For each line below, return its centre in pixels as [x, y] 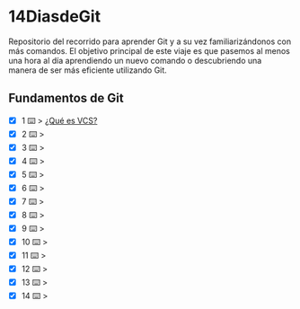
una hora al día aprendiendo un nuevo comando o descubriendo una [135, 60]
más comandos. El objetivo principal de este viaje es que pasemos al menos [150, 50]
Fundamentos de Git [66, 98]
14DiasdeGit [54, 17]
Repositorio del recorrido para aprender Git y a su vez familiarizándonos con [150, 41]
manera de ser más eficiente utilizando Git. [88, 70]
